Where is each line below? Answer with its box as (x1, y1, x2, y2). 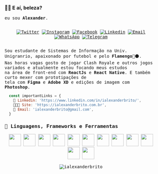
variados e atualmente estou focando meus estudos (4, 65, 127, 71)
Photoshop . (4, 84, 31, 90)
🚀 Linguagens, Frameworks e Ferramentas (4, 123, 118, 129)
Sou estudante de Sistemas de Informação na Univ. (4, 48, 127, 54)
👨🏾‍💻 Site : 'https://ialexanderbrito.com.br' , (13, 103, 107, 108)
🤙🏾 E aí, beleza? (4, 4, 42, 11)
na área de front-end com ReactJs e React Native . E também (4, 70, 151, 76)
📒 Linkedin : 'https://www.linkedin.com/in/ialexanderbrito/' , (13, 98, 142, 103)
